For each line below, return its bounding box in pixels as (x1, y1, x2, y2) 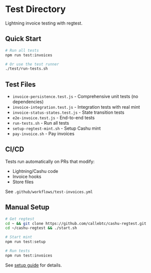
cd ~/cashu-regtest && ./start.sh (5, 225, 77, 231)
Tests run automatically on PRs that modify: (5, 158, 95, 164)
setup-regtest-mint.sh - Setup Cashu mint (12, 125, 101, 131)
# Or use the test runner (5, 62, 59, 67)
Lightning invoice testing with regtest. (5, 20, 82, 26)
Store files (12, 179, 34, 185)
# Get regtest (5, 216, 35, 221)
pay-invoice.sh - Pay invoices (12, 131, 75, 137)
